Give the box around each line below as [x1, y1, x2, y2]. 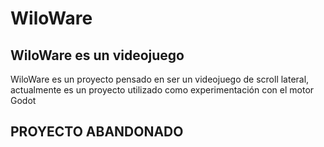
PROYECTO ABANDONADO [10, 123, 184, 141]
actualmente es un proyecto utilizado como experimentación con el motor [10, 84, 315, 96]
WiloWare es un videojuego [10, 47, 185, 64]
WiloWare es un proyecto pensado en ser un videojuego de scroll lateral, [10, 73, 310, 85]
